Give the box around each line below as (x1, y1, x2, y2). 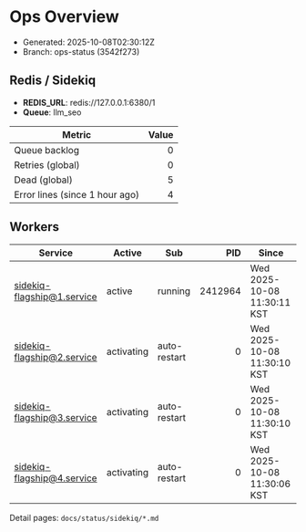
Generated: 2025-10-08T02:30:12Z (22, 37, 155, 47)
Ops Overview (9, 6, 120, 27)
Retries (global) (14, 158, 80, 171)
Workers (9, 219, 60, 235)
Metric (62, 128, 92, 141)
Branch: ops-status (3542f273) (22, 46, 140, 57)
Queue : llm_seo (22, 107, 82, 118)
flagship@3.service (14, 411, 97, 423)
